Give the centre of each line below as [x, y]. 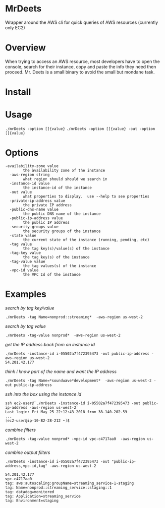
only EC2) [15, 27]
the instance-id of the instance [57, 188]
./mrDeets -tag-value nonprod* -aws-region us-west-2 [63, 335]
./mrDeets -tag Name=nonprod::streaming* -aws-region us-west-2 [74, 317]
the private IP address [47, 205]
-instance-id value [30, 183]
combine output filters [28, 452]
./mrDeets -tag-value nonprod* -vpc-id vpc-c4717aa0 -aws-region [75, 439]
